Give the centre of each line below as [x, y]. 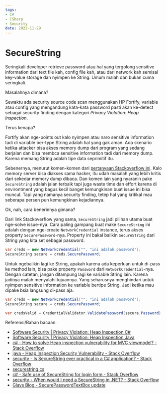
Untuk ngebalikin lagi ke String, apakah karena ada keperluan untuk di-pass [83, 264]
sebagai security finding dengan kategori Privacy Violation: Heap [72, 113]
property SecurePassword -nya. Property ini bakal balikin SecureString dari [80, 235]
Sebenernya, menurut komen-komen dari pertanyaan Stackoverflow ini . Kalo [83, 168]
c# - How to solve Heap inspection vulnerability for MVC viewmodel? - [84, 343]
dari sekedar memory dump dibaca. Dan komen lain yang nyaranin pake [79, 179]
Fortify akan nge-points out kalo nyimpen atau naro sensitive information [80, 137]
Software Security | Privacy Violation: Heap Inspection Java [73, 338]
